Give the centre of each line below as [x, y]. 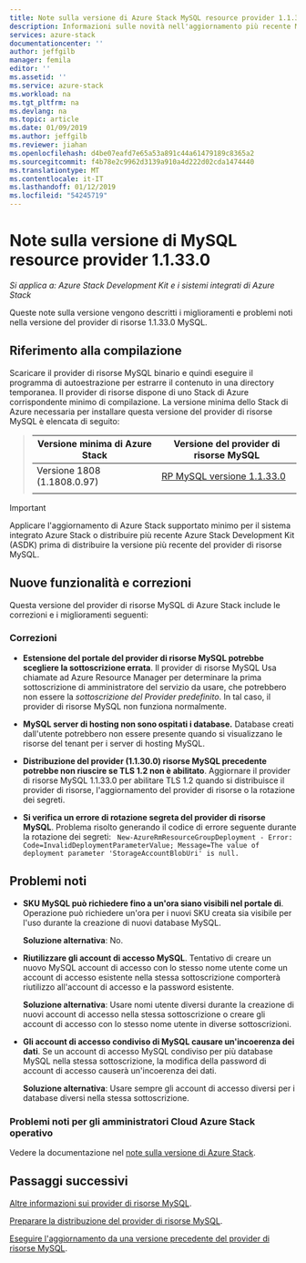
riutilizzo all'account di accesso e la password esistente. [128, 987]
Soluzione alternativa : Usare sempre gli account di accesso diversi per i [159, 1088]
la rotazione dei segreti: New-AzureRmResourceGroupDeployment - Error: [158, 836]
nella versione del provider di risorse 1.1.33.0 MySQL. [108, 322]
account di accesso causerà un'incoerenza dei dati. [119, 1070]
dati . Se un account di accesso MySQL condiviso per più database [148, 1051]
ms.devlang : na [38, 111]
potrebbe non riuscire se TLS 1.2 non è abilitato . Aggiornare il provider [157, 770]
